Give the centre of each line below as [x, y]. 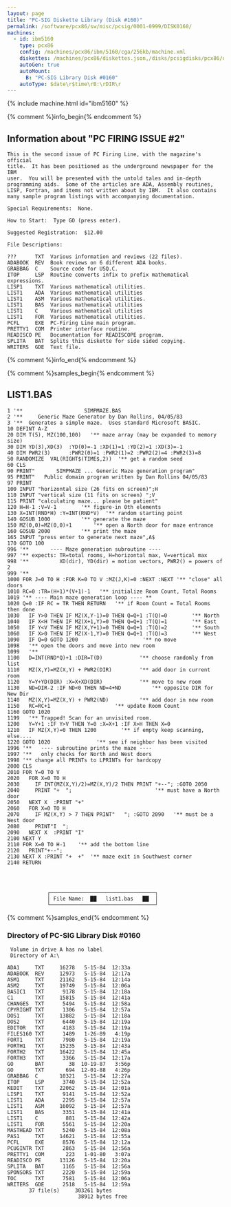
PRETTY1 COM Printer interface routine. [69, 329]
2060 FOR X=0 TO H [37, 808]
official [20, 160]
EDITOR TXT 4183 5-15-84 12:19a [69, 1028]
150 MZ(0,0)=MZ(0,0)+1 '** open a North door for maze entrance [110, 525]
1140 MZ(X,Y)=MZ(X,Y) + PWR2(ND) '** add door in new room [110, 700]
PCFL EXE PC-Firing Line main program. [72, 323]
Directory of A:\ [35, 956]
